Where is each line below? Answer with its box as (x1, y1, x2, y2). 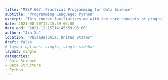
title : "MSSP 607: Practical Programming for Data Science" (5, 7, 133, 12)
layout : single (5, 49, 37, 54)
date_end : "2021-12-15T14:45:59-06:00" (5, 26, 88, 31)
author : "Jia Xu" (5, 30, 41, 35)
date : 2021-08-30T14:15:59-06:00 (5, 21, 75, 26)
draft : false (5, 40, 32, 45)
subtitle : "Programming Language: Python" (5, 12, 95, 17)
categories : (5, 53, 30, 59)
